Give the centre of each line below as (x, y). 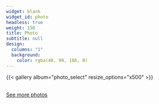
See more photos (27, 95)
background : (26, 55)
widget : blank (23, 11)
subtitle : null (25, 39)
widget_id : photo (27, 17)
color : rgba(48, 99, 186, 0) (52, 60)
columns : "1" (27, 50)
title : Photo (22, 33)
